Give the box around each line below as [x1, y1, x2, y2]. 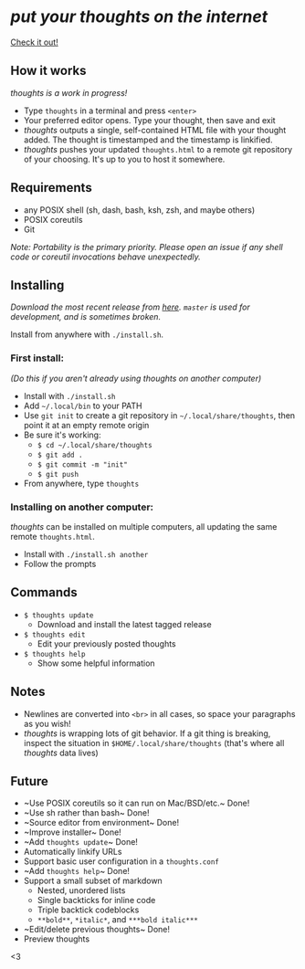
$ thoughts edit [23, 630, 86, 639]
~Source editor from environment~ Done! [23, 817, 180, 828]
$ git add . [37, 450, 83, 459]
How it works [10, 63, 87, 79]
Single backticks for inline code [37, 895, 156, 906]
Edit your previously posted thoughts [37, 637, 176, 649]
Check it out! [10, 37, 58, 47]
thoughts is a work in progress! [10, 87, 128, 98]
